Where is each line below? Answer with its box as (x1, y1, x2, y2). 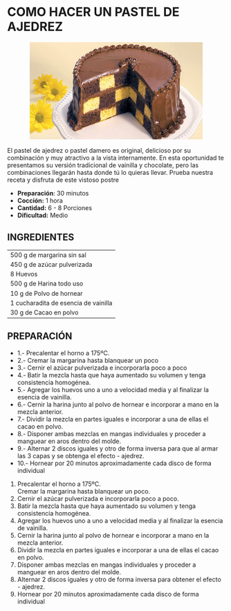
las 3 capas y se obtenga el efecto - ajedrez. (17, 451, 145, 460)
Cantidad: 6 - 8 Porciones (17, 204, 92, 212)
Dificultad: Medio (17, 211, 68, 220)
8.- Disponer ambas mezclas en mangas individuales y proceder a (17, 429, 206, 438)
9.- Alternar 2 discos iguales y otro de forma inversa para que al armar (17, 444, 219, 453)
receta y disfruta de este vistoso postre (7, 176, 120, 184)
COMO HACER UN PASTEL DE (7, 4, 180, 20)
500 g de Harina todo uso (10, 279, 84, 288)
